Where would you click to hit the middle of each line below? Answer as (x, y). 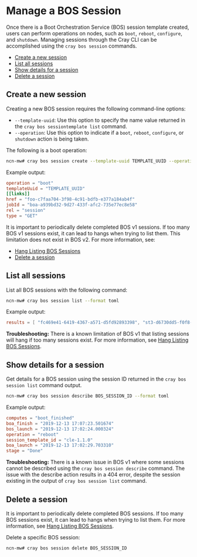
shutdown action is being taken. (52, 139)
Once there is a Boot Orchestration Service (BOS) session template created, (98, 27)
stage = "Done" (25, 451)
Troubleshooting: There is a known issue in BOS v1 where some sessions (95, 462)
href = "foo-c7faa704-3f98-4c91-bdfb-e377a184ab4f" (70, 199)
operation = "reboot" (33, 434)
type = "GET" (22, 216)
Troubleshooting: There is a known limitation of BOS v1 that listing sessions (98, 334)
